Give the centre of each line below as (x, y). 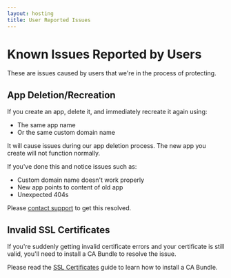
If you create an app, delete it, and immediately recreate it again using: (107, 112)
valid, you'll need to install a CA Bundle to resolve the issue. (92, 254)
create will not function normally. (54, 154)
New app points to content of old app (70, 187)
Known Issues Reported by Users (104, 54)
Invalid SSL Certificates (59, 230)
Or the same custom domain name (66, 133)
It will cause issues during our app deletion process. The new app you (107, 146)
